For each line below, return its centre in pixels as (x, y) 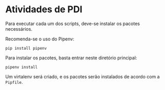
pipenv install (22, 67)
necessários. (19, 29)
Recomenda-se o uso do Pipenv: (40, 39)
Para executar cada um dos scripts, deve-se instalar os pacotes (73, 24)
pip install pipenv (26, 48)
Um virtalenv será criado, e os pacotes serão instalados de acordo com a (82, 76)
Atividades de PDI (44, 9)
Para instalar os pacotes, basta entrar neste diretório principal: (71, 58)
